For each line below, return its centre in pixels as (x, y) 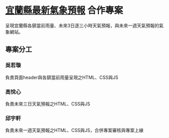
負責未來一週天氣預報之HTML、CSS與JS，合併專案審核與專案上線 (74, 130)
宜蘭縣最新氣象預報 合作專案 (64, 10)
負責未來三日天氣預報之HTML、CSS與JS (48, 104)
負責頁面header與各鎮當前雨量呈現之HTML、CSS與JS (62, 77)
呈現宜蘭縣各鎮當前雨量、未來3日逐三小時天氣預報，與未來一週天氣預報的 (82, 25)
